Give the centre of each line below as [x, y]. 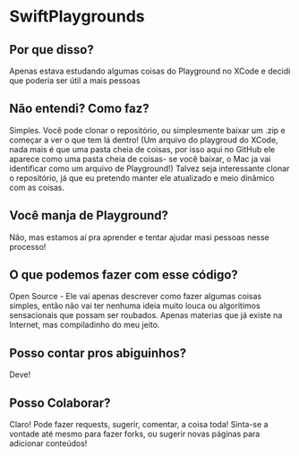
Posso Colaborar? [60, 403]
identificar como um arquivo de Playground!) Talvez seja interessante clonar [149, 168]
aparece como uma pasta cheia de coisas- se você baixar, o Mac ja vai [140, 159]
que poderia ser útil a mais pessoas [75, 81]
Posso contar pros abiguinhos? [98, 353]
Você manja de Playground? [89, 215]
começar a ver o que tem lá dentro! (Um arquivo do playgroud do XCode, [144, 140]
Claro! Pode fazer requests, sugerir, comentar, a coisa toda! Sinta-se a [139, 425]
